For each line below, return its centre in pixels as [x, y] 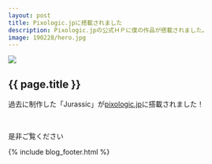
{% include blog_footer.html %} [59, 152]
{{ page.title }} [45, 84]
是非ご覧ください [36, 136]
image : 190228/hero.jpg [47, 37]
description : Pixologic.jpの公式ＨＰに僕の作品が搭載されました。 [108, 30]
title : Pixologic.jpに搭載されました [65, 23]
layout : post [30, 15]
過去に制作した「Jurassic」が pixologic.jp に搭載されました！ [106, 104]
